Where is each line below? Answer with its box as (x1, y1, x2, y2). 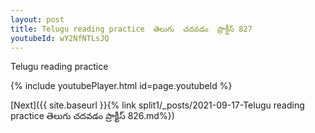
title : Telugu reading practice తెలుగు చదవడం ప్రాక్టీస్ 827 (10, 24, 253, 34)
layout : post (10, 14, 65, 25)
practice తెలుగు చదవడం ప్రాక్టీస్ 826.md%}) (10, 110, 175, 122)
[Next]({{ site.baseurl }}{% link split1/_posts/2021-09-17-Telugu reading (10, 99, 305, 111)
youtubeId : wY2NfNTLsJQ (10, 33, 110, 43)
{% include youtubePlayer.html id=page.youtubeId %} (10, 80, 233, 92)
